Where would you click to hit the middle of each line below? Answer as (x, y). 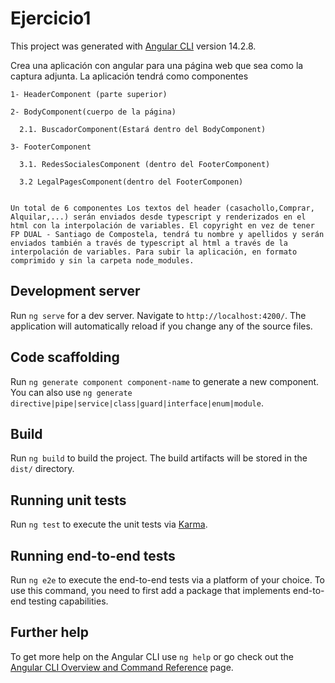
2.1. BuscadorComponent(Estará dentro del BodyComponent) (143, 129)
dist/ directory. (42, 469)
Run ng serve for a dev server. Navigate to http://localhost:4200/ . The (158, 315)
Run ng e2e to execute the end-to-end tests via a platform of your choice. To (168, 580)
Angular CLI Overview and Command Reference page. (122, 667)
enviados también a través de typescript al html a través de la (149, 243)
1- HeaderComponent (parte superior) (89, 94)
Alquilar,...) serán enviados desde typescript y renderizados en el (158, 217)
